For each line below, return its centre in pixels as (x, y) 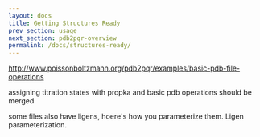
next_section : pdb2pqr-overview (62, 38)
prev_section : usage (43, 30)
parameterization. (37, 125)
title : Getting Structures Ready (64, 23)
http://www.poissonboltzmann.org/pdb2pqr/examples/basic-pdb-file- (124, 68)
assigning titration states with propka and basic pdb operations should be (130, 92)
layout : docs (30, 16)
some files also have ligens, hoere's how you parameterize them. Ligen (126, 116)
